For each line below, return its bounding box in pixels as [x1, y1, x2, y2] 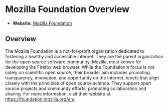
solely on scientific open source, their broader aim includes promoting [5, 69, 150, 75]
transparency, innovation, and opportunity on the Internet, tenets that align [5, 74, 159, 81]
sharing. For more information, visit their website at [5, 90, 111, 96]
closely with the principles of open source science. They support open [5, 80, 151, 86]
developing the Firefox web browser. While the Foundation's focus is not [5, 64, 154, 70]
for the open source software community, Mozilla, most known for [5, 59, 141, 65]
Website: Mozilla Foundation [12, 20, 72, 26]
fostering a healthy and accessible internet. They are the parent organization [5, 53, 163, 59]
